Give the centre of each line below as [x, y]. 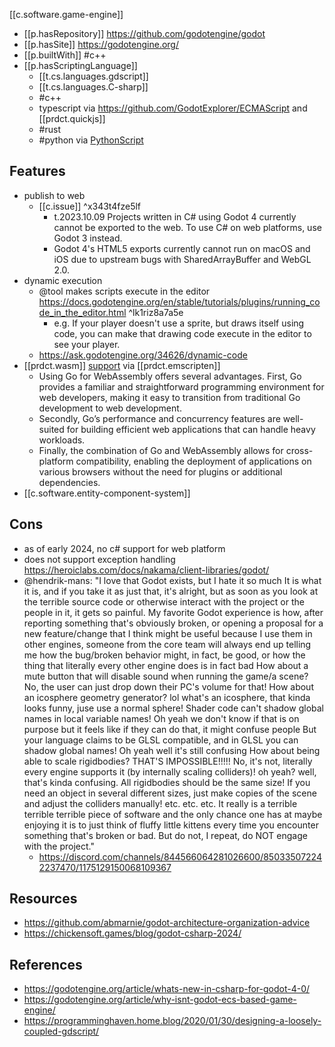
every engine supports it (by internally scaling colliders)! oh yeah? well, [170, 771]
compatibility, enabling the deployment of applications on [193, 461]
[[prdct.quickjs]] [72, 118]
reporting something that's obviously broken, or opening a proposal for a [173, 623]
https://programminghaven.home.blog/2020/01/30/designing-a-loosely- [172, 1021]
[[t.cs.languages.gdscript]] [93, 76]
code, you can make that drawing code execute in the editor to [182, 333]
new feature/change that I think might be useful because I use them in [168, 633]
